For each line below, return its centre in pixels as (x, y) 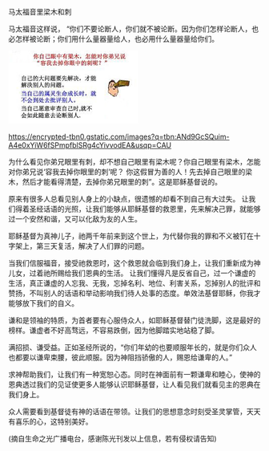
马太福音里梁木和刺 (40, 12)
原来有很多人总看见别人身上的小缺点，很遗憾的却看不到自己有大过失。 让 (128, 199)
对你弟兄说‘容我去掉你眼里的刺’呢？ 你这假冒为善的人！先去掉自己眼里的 (127, 172)
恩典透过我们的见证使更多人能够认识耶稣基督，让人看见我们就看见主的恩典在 (134, 384)
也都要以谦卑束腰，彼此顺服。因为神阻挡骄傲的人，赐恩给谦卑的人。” (120, 357)
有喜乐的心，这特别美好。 (50, 421)
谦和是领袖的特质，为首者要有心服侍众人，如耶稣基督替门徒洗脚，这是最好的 (134, 320)
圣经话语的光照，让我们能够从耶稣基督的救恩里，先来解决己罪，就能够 (145, 209)
